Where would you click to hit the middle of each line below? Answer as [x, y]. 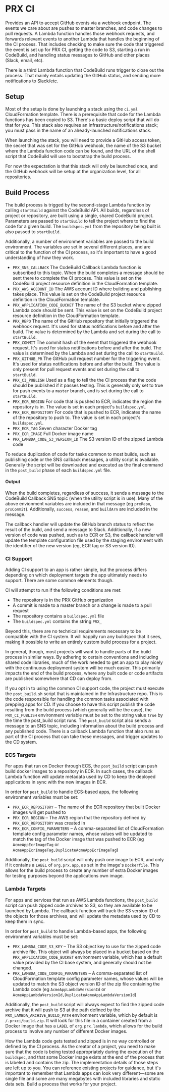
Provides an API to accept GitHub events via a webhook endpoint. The [78, 23]
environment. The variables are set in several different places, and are [78, 247]
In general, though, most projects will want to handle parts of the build [78, 652]
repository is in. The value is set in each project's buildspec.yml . [79, 406]
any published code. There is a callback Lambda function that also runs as [82, 731]
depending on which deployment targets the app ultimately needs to [76, 575]
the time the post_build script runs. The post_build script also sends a [78, 720]
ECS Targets [21, 755]
